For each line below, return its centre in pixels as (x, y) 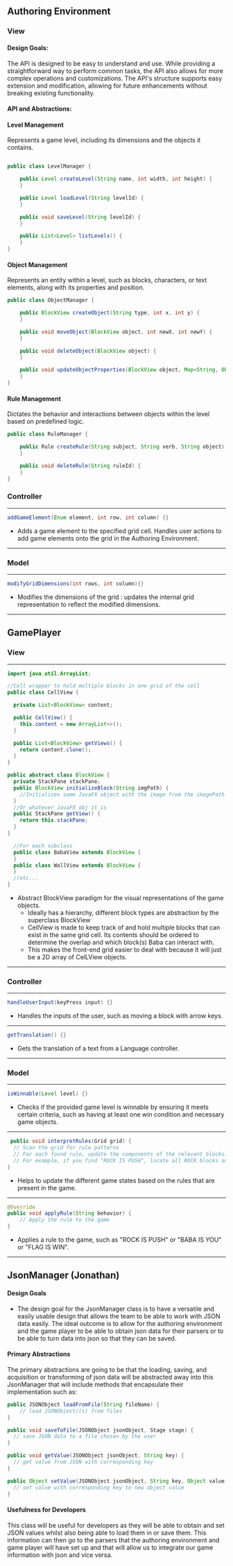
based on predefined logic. (46, 422)
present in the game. (47, 1188)
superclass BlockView (59, 920)
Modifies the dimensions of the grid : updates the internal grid (105, 597)
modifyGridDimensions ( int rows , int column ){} (76, 584)
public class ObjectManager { (51, 301)
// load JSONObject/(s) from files (71, 1411)
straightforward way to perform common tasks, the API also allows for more (115, 71)
